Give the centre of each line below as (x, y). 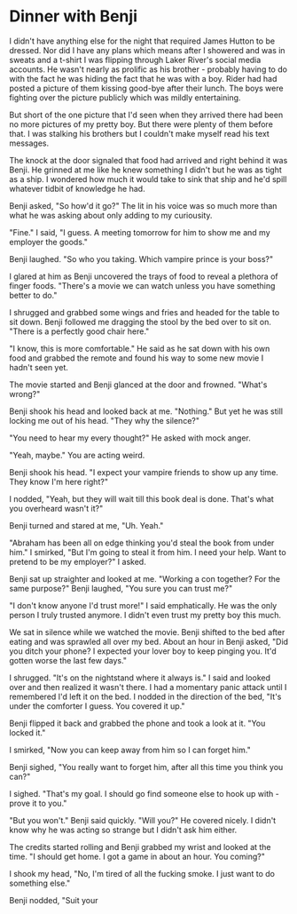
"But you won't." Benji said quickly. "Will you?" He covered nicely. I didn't (143, 820)
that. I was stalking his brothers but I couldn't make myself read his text (140, 133)
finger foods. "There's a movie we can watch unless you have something (142, 285)
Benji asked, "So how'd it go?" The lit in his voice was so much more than (143, 205)
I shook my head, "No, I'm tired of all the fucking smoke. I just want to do (142, 873)
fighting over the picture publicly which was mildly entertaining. (125, 97)
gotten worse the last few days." (68, 660)
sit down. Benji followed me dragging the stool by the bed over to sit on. (141, 322)
